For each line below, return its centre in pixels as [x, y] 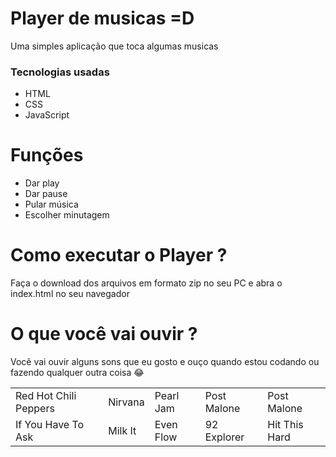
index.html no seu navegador [70, 294]
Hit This [285, 425]
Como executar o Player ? [119, 255]
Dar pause [46, 194]
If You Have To [50, 425]
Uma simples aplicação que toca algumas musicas [114, 46]
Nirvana [126, 402]
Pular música [51, 204]
